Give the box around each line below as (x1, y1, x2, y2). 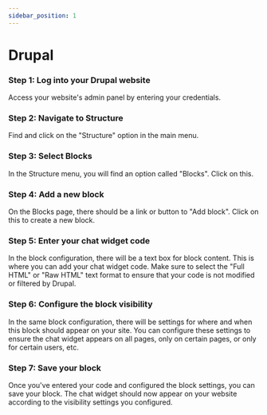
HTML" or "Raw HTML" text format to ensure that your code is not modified (8, 271, 255, 280)
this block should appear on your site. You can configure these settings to (8, 325, 251, 335)
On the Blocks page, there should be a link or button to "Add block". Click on (8, 207, 259, 216)
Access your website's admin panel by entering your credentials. (8, 93, 222, 102)
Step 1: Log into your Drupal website (8, 74, 151, 85)
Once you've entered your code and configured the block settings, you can (8, 380, 255, 389)
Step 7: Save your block (8, 362, 102, 373)
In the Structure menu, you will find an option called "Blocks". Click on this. (8, 168, 253, 178)
